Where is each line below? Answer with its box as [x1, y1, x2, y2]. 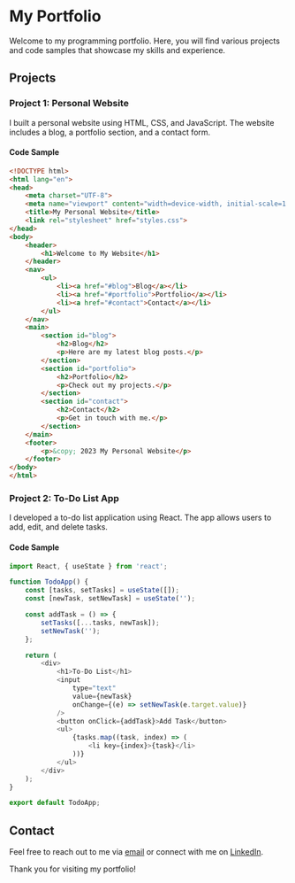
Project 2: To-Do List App [9, 492, 119, 504]
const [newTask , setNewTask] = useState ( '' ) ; [25, 594, 196, 603]
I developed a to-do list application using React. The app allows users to [9, 512, 272, 523]
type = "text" [72, 684, 117, 693]
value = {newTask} [72, 692, 132, 701]
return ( [25, 651, 57, 660]
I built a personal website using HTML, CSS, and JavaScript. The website [9, 117, 275, 128]
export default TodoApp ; [9, 799, 101, 808]
